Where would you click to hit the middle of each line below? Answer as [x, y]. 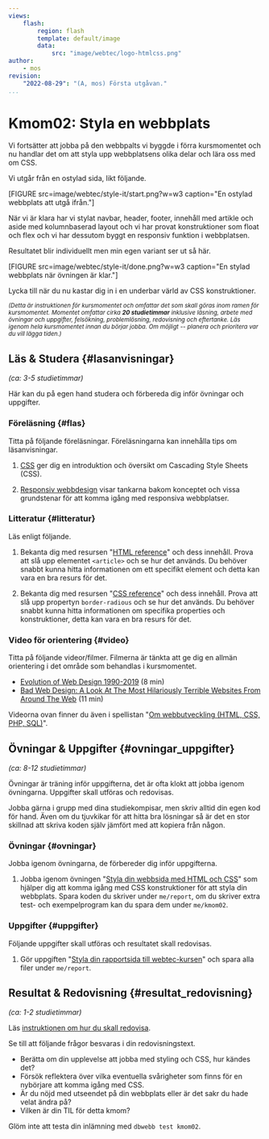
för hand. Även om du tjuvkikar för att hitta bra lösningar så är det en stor [129, 816]
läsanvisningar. [33, 450]
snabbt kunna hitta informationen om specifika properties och [122, 610]
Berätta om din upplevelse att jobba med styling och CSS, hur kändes [135, 1059]
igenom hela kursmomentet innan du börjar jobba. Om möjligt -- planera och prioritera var [134, 327]
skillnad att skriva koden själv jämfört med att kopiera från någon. [117, 825]
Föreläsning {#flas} [47, 423]
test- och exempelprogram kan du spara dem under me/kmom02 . [124, 905]
